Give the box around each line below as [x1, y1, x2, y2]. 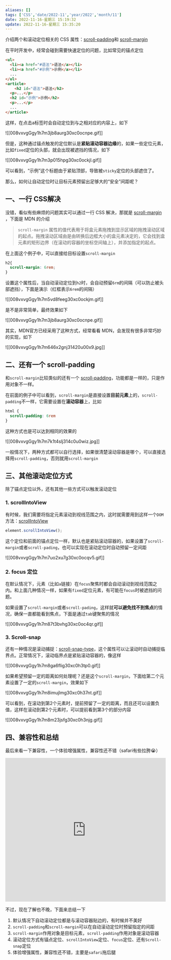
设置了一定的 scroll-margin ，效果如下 [9, 680, 89, 686]
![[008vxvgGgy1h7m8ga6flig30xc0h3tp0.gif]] [5, 663, 101, 669]
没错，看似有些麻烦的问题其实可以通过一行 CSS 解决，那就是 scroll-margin [5, 209, 162, 215]
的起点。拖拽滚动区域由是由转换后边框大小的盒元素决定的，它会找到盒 [17, 233, 165, 239]
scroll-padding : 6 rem [10, 413, 56, 418]
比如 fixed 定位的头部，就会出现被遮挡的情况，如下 [5, 147, 110, 153]
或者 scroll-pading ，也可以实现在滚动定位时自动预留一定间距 [18, 544, 147, 550]
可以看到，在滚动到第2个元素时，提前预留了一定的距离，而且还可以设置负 [5, 700, 160, 707]
